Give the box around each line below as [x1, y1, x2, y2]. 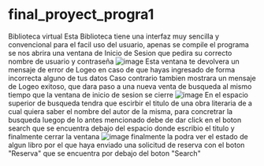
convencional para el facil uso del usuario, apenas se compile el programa [8, 39, 250, 49]
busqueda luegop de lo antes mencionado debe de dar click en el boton [8, 115, 242, 124]
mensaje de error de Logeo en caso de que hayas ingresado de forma [8, 65, 236, 74]
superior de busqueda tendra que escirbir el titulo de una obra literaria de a [8, 98, 252, 108]
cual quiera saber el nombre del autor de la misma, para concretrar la [8, 106, 233, 116]
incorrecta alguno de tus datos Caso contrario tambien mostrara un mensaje [8, 73, 256, 83]
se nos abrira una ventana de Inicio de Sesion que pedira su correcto [8, 48, 232, 57]
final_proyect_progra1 [8, 6, 154, 24]
